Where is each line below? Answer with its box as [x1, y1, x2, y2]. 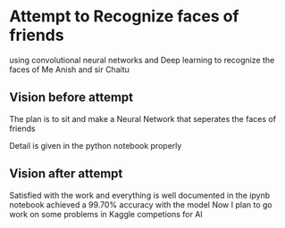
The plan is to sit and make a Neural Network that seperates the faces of [9, 113, 277, 124]
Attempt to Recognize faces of [9, 6, 239, 27]
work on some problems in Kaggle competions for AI [9, 208, 203, 219]
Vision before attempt [9, 90, 134, 105]
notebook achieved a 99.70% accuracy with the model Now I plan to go [9, 199, 272, 210]
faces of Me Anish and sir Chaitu [9, 64, 130, 75]
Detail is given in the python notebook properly [9, 140, 182, 151]
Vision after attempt [9, 167, 123, 182]
